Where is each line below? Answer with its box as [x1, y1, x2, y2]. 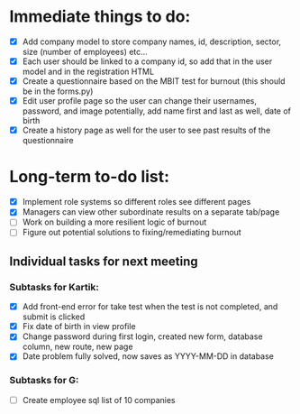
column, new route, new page [22, 341, 133, 353]
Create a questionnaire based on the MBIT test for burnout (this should [22, 76, 286, 87]
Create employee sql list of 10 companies [22, 394, 176, 405]
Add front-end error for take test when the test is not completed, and [22, 301, 278, 312]
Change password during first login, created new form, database [22, 331, 263, 342]
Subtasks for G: [9, 374, 79, 387]
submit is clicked [22, 311, 86, 322]
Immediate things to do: [9, 6, 191, 27]
